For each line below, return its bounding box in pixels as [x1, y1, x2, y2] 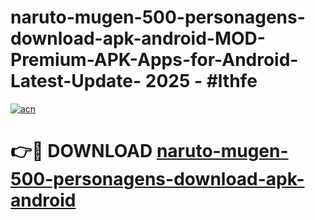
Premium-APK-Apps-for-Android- [10, 49, 299, 71]
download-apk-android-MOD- [10, 27, 266, 50]
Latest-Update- [10, 70, 142, 93]
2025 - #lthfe [144, 70, 258, 93]
